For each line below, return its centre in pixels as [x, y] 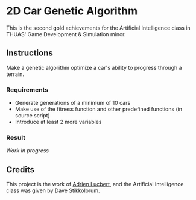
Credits [21, 170]
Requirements [27, 90]
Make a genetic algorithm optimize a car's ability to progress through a [94, 67]
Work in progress [28, 151]
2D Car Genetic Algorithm [72, 11]
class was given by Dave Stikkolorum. [53, 190]
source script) [32, 116]
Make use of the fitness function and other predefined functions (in [99, 109]
